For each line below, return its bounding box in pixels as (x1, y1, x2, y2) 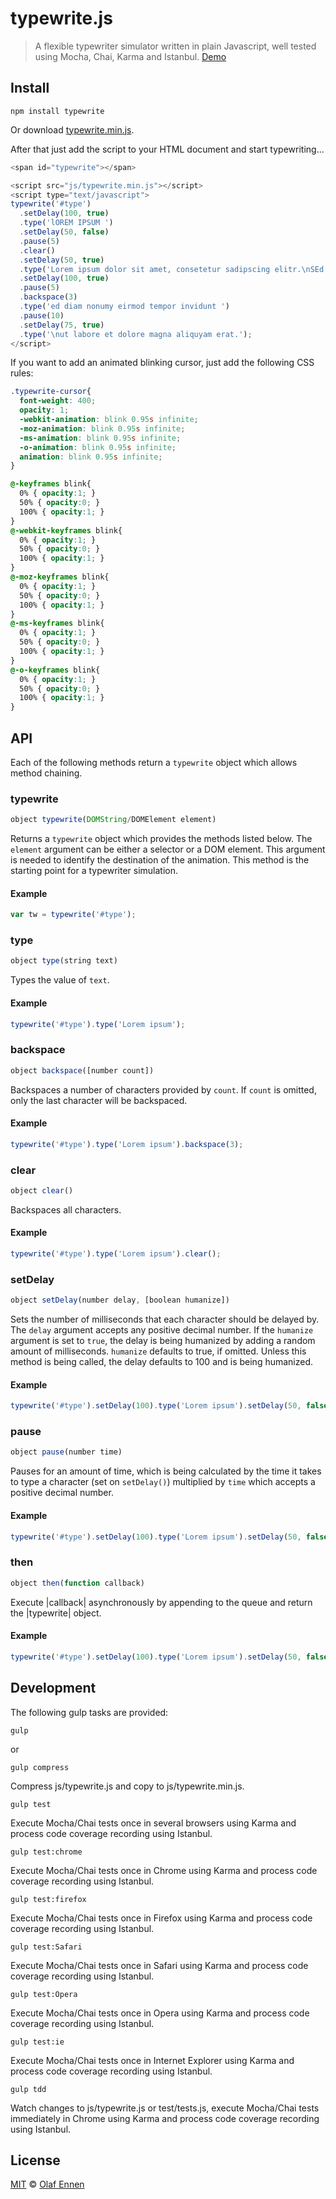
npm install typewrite (10, 106, 105, 116)
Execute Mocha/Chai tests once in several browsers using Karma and (10, 1817, 297, 1829)
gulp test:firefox (10, 1894, 87, 1904)
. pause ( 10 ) (19, 310, 65, 321)
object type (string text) (10, 956, 118, 966)
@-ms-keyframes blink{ (10, 618, 105, 629)
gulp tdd (10, 2084, 47, 2094)
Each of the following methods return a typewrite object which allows (10, 756, 298, 768)
